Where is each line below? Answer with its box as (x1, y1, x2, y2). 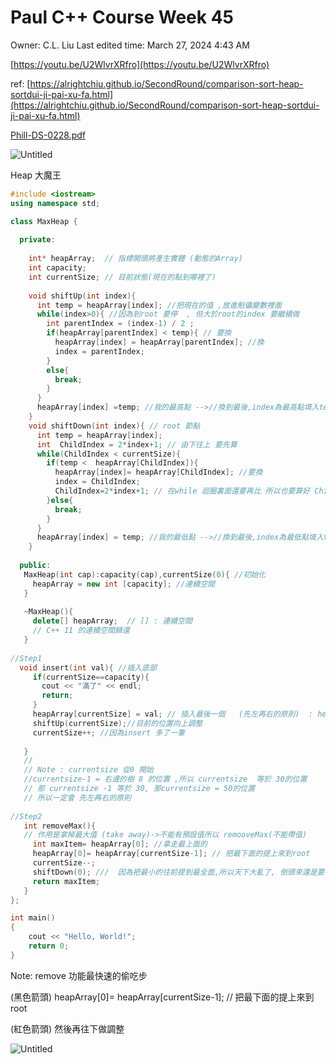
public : (19, 561, 52, 571)
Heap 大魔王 (10, 169, 62, 181)
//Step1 (10, 653, 43, 663)
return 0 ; (28, 941, 70, 951)
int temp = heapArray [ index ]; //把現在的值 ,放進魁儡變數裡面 (36, 300, 282, 310)
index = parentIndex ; (54, 346, 145, 356)
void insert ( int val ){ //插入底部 (19, 662, 157, 673)
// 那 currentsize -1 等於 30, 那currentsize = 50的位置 (23, 784, 256, 794)
